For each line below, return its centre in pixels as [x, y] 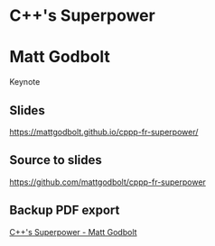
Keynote [25, 82]
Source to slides [56, 160]
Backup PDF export [65, 210]
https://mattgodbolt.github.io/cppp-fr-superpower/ [104, 132]
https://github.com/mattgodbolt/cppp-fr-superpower [107, 182]
